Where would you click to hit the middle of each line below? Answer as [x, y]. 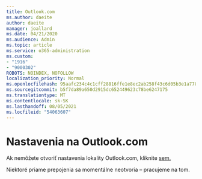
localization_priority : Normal [45, 78]
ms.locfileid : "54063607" [38, 112]
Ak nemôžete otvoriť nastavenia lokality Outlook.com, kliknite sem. [89, 158]
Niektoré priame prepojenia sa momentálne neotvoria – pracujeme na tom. [98, 170]
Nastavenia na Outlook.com [77, 142]
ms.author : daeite [29, 17]
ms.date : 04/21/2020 [32, 34]
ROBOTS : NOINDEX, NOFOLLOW [40, 73]
